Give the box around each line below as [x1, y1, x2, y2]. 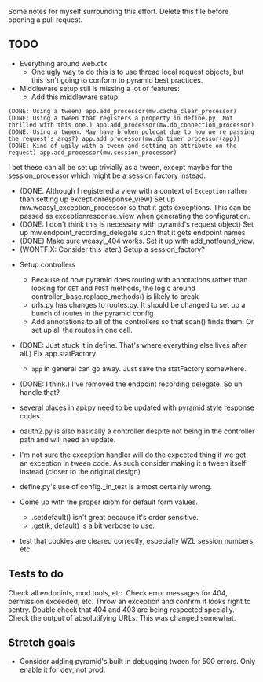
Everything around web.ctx [19, 58, 108, 68]
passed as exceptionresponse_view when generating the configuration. [19, 211, 250, 220]
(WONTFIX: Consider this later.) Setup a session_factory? [19, 244, 206, 254]
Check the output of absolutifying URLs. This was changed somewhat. [8, 613, 236, 622]
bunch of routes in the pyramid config [31, 308, 154, 318]
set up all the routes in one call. [31, 325, 133, 334]
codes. [19, 411, 42, 420]
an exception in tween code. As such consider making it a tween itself [19, 458, 247, 467]
